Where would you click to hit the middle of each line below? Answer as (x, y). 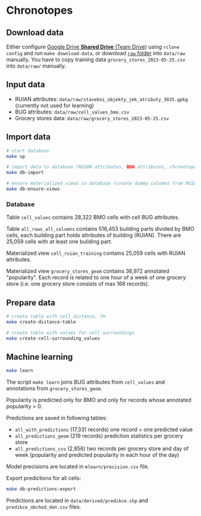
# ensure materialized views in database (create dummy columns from (95, 184)
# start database (28, 151)
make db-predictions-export (41, 489)
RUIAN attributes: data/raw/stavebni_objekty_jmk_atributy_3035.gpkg (101, 99)
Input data (26, 85)
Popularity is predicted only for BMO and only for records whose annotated (99, 400)
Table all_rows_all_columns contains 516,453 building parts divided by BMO (100, 229)
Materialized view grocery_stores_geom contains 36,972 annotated (88, 271)
